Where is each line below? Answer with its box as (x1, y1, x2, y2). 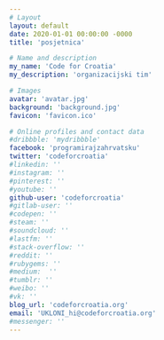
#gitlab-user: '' (9, 202, 74, 210)
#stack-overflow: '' (9, 242, 86, 251)
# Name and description (9, 54, 98, 63)
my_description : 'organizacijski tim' (9, 70, 152, 80)
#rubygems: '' (9, 259, 62, 268)
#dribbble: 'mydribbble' (9, 135, 101, 145)
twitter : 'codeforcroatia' (9, 152, 109, 161)
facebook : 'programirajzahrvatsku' (9, 144, 141, 153)
